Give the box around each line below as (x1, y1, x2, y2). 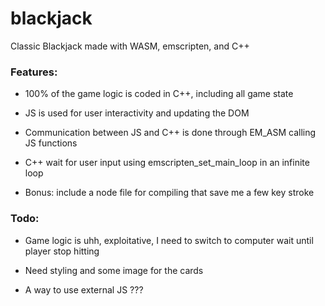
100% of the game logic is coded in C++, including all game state (24, 88, 294, 100)
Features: (10, 65, 58, 79)
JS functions (24, 137, 78, 149)
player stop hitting (24, 245, 100, 257)
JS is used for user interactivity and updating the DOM (24, 107, 250, 119)
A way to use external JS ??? (24, 283, 144, 296)
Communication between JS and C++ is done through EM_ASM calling (24, 127, 317, 139)
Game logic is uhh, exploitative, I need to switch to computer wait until (24, 234, 314, 246)
